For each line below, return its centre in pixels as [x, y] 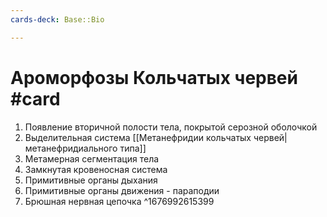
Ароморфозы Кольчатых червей [154, 77]
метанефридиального [71, 148]
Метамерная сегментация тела [92, 158]
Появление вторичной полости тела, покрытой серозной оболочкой [171, 127]
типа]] [133, 148]
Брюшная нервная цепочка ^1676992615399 [119, 201]
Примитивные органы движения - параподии [122, 190]
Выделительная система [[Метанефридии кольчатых [138, 137]
